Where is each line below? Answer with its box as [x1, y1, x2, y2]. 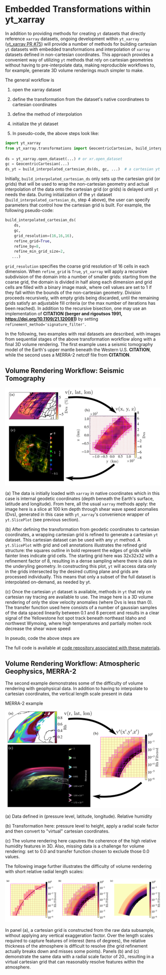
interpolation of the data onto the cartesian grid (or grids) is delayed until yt [5, 186, 159, 192]
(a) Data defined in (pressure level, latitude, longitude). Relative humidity [5, 813, 152, 819]
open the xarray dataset [12, 86, 61, 92]
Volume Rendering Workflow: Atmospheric [5, 659, 140, 668]
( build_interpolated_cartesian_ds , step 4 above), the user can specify [5, 197, 150, 203]
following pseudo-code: [5, 208, 54, 213]
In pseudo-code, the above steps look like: [12, 130, 99, 136]
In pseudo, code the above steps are [5, 635, 80, 641]
